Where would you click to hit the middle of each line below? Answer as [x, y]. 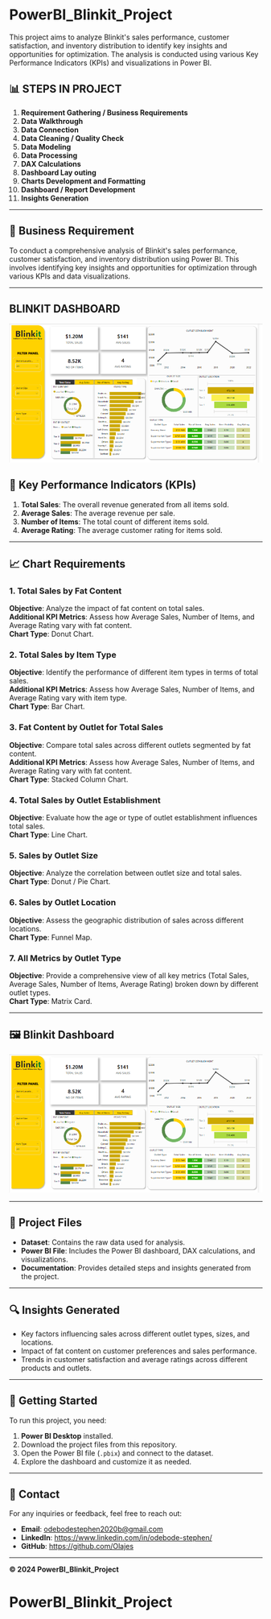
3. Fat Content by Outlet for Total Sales [86, 728]
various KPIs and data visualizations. [70, 276]
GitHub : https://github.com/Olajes [77, 1547]
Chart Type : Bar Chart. [47, 707]
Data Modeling [46, 147]
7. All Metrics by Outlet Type [65, 958]
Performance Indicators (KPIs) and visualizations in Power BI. [111, 63]
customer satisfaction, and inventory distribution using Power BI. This [124, 258]
